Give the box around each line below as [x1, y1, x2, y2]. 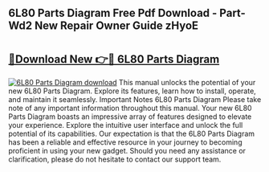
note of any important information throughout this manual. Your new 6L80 [8, 104, 252, 113]
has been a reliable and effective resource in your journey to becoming [8, 137, 243, 147]
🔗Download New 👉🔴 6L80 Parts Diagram [8, 52, 220, 66]
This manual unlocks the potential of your [119, 78, 256, 87]
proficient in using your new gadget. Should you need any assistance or [8, 146, 247, 155]
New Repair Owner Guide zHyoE [35, 19, 199, 33]
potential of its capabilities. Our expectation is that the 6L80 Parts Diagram [8, 129, 255, 138]
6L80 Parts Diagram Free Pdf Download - [8, 6, 218, 20]
